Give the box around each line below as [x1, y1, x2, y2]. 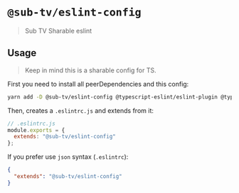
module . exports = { [7, 126, 65, 133]
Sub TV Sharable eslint [24, 26, 92, 35]
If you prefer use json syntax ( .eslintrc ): [7, 153, 129, 161]
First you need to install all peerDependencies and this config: [7, 79, 189, 88]
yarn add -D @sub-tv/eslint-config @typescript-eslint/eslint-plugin [7, 93, 218, 101]
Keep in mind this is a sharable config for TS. [24, 66, 156, 75]
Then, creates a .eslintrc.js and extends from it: [7, 106, 154, 115]
